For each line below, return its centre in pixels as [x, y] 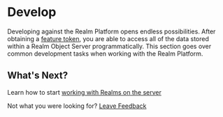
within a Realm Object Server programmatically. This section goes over [109, 46]
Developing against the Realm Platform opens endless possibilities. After [111, 31]
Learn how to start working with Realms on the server [85, 92]
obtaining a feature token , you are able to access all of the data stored [108, 38]
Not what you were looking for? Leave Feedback [77, 106]
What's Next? [38, 76]
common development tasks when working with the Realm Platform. [105, 54]
